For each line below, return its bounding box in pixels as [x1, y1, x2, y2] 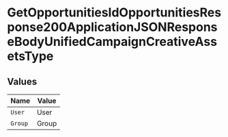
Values [7, 75, 38, 87]
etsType [7, 49, 54, 64]
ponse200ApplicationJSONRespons [7, 19, 218, 35]
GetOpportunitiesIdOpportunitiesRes [7, 5, 222, 21]
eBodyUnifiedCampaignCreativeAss [7, 34, 217, 49]
